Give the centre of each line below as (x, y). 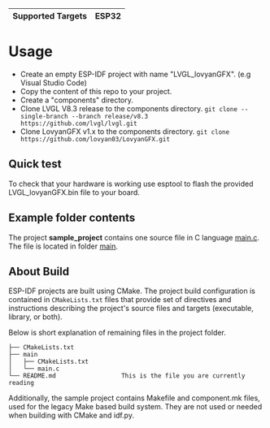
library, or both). (35, 317)
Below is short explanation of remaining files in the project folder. (117, 333)
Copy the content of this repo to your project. (96, 91)
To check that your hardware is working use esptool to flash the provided (131, 184)
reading (22, 383)
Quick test (35, 164)
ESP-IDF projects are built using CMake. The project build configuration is (132, 291)
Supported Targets (50, 16)
